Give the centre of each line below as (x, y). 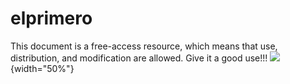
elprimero (51, 18)
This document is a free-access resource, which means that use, (144, 46)
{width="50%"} (42, 68)
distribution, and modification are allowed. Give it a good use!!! (139, 58)
